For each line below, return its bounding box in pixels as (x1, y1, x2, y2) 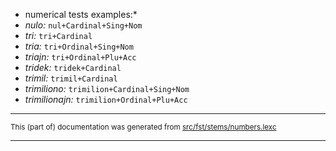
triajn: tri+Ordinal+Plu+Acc (24, 51, 137, 63)
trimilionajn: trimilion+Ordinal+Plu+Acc (24, 94, 188, 105)
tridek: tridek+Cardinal (24, 62, 122, 73)
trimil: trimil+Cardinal (24, 72, 118, 84)
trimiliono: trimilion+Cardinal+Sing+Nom (24, 83, 190, 94)
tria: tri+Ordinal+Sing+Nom (24, 40, 134, 52)
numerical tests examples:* (24, 9, 138, 20)
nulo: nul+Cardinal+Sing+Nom (24, 19, 143, 31)
